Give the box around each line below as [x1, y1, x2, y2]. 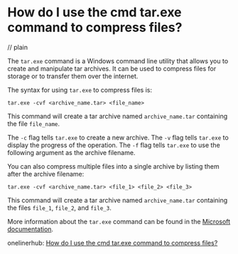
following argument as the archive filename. [7, 148, 136, 157]
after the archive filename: [7, 169, 85, 178]
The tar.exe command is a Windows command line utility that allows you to [7, 56, 229, 65]
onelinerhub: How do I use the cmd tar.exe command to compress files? [7, 238, 218, 247]
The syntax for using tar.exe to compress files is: [7, 85, 153, 94]
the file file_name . [7, 119, 60, 128]
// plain [7, 43, 28, 51]
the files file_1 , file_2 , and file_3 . [7, 203, 112, 212]
